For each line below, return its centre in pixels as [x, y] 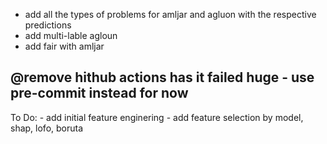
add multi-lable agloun [71, 35]
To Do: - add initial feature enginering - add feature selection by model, [157, 117]
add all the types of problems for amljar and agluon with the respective [170, 14]
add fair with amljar [64, 46]
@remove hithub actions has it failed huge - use [162, 77]
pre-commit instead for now [99, 93]
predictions [48, 25]
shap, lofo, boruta [47, 128]
